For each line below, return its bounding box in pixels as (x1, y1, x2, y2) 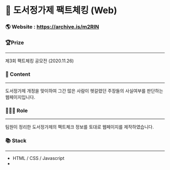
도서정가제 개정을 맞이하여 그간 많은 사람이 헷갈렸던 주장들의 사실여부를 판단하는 (5, 88, 163, 94)
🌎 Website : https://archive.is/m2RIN (5, 23, 100, 30)
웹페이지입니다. (5, 94, 35, 100)
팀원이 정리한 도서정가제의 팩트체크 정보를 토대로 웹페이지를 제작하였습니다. (5, 124, 154, 130)
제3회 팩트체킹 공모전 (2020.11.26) (5, 58, 74, 64)
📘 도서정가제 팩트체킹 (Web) (5, 5, 117, 16)
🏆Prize (5, 39, 24, 46)
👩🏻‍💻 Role (5, 107, 28, 114)
